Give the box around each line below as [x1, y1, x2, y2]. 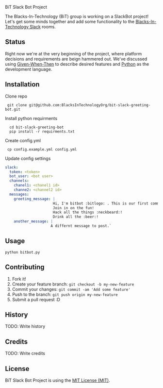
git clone [7, 102, 27, 107]
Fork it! [12, 276, 27, 282]
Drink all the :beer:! [52, 215, 98, 219]
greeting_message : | [14, 196, 55, 201]
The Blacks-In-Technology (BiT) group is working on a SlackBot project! [5, 14, 149, 19]
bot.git [5, 107, 21, 112]
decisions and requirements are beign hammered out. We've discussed [5, 56, 147, 62]
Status [5, 38, 26, 46]
